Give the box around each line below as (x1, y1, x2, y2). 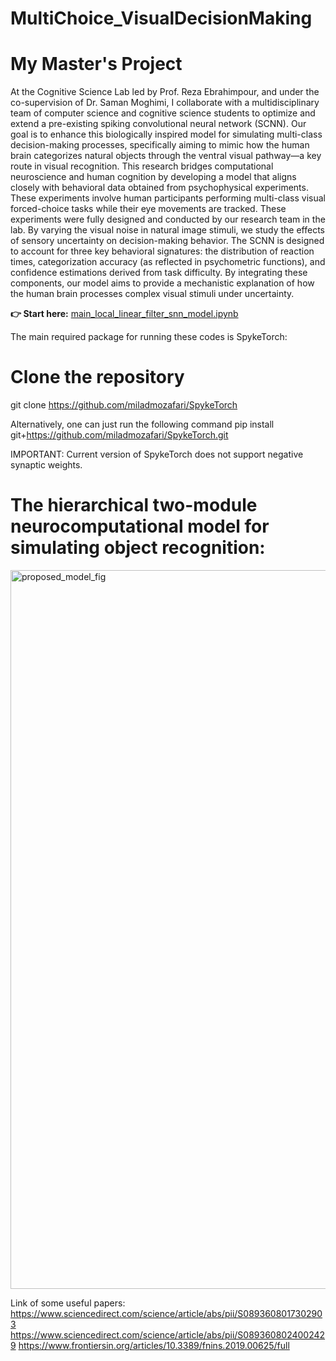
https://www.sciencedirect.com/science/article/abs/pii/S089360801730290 (10, 1308, 323, 1319)
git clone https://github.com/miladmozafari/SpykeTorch (10, 399, 238, 411)
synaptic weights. (10, 459, 83, 471)
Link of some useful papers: (10, 1297, 126, 1309)
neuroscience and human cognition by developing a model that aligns (10, 171, 297, 183)
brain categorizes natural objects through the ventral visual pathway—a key (10, 150, 322, 162)
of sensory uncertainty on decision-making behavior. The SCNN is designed (10, 235, 325, 247)
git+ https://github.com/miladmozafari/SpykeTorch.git (10, 429, 229, 441)
